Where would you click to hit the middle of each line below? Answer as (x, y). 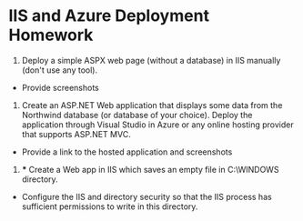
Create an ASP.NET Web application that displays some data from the (152, 105)
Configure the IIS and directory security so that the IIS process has (146, 196)
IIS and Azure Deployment (109, 16)
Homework (51, 35)
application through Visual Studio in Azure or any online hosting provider (157, 125)
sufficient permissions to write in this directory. (110, 206)
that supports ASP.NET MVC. (76, 134)
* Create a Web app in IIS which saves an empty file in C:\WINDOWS (150, 169)
